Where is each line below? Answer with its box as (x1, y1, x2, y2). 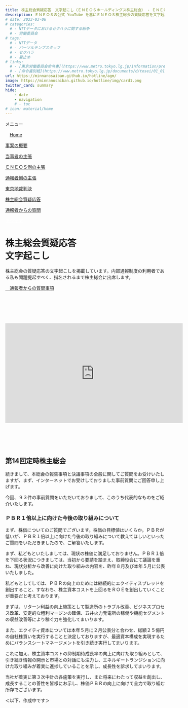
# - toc (14, 102, 30, 107)
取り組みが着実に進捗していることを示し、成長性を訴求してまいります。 (14, 663, 165, 669)
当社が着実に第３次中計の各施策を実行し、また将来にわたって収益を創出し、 (5, 674, 165, 680)
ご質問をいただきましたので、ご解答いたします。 (5, 540, 107, 546)
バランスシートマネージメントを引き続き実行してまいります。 (14, 640, 142, 646)
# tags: (5, 36, 22, 41)
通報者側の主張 (5, 175, 36, 180)
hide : (5, 87, 17, 93)
